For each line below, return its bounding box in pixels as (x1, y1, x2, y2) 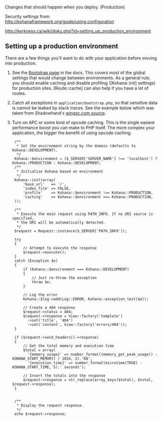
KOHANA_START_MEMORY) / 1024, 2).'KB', (12, 356, 93, 361)
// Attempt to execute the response (23, 246, 97, 250)
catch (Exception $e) (14, 258, 58, 263)
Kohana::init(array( (14, 177, 56, 182)
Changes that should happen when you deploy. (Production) (5, 4, 125, 10)
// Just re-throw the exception (31, 275, 97, 280)
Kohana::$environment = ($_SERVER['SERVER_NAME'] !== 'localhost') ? (14, 156, 158, 161)
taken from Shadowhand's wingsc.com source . (12, 110, 106, 116)
